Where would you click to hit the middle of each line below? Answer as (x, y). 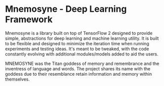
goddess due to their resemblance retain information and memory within (79, 74)
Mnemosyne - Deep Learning (66, 9)
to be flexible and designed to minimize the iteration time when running (77, 43)
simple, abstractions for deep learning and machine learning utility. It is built (82, 38)
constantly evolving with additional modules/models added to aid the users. (82, 54)
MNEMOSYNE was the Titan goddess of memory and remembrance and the (82, 63)
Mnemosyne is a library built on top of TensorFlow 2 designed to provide (79, 33)
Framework (29, 19)
